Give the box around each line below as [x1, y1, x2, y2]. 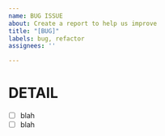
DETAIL [8, 84, 59, 102]
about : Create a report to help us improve [8, 19, 158, 28]
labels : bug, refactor [8, 34, 85, 43]
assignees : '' [8, 42, 57, 50]
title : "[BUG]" [8, 27, 60, 35]
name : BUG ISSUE [8, 11, 63, 20]
